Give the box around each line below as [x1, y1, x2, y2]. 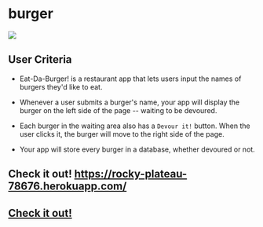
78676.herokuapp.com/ [8, 180, 127, 193]
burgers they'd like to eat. [19, 82, 103, 91]
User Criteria [8, 53, 72, 67]
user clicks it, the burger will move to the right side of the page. [19, 129, 225, 138]
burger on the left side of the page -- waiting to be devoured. [19, 105, 217, 115]
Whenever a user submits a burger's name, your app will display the [19, 97, 240, 107]
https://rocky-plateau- [74, 167, 188, 181]
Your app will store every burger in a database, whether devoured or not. [19, 145, 255, 154]
